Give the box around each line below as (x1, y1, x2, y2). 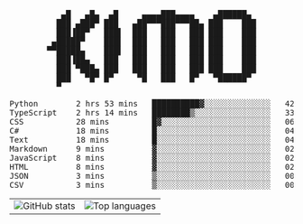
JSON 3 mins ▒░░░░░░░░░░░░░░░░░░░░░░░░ (9, 171, 271, 181)
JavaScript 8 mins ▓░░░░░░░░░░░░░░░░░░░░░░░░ (9, 153, 271, 163)
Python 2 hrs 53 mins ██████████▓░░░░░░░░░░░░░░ (9, 98, 271, 108)
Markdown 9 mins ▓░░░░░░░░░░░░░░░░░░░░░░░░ (9, 144, 271, 154)
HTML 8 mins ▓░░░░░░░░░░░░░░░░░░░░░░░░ (9, 162, 271, 172)
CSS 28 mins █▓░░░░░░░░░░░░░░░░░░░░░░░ (9, 117, 271, 126)
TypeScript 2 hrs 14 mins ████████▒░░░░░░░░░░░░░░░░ (9, 107, 271, 117)
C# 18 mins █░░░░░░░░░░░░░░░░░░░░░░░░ (9, 126, 271, 135)
